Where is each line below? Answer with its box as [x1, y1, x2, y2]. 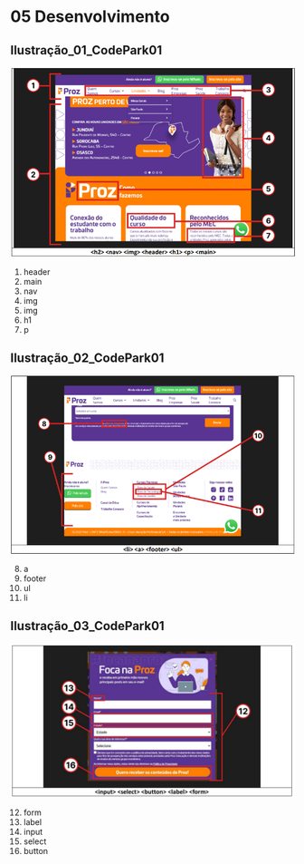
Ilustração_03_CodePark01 [10, 618, 166, 634]
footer [23, 573, 47, 584]
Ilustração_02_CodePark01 [10, 351, 165, 366]
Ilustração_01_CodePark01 [10, 43, 162, 58]
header [23, 267, 51, 277]
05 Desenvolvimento [10, 6, 170, 27]
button [23, 845, 49, 856]
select [23, 836, 47, 847]
